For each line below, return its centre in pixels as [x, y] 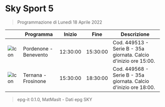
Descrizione [135, 34]
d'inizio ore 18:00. [134, 87]
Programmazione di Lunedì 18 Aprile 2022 [59, 22]
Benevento [35, 54]
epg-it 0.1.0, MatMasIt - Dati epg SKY [55, 99]
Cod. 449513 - [131, 42]
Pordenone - [38, 49]
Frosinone [35, 81]
